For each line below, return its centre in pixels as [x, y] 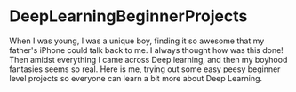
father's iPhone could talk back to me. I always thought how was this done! [147, 50]
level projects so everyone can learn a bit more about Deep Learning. [136, 78]
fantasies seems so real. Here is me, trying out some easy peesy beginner [145, 69]
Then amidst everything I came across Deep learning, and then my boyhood [148, 59]
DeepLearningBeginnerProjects [128, 16]
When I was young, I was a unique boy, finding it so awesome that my [137, 41]
